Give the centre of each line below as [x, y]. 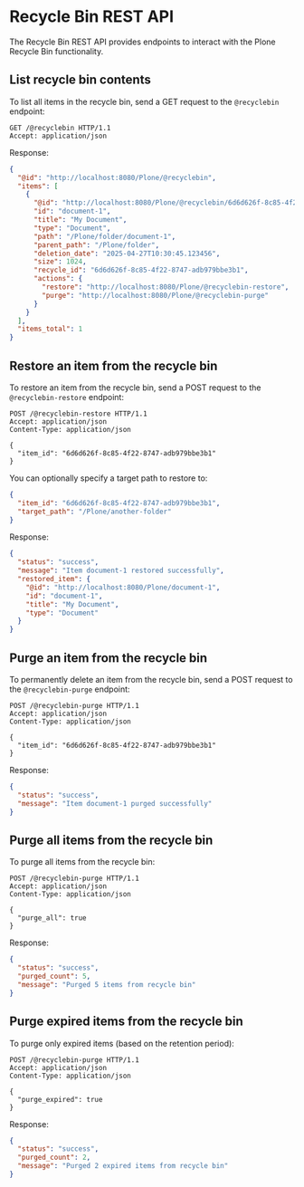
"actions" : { [58, 279]
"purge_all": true [52, 918]
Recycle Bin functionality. [57, 51]
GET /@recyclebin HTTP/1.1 [60, 128]
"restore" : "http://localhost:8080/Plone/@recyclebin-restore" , [166, 287]
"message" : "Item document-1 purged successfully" [115, 803]
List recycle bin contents [80, 80]
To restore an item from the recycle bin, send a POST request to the [135, 388]
